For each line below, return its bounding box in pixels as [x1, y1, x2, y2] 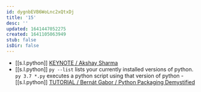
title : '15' [6, 15, 36, 21]
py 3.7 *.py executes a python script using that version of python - [15, 72, 184, 79]
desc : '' [6, 20, 28, 26]
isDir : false [6, 43, 39, 49]
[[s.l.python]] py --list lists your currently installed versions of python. [15, 65, 194, 73]
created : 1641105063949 [6, 31, 67, 38]
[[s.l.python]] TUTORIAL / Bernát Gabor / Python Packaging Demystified [15, 78, 196, 85]
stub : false [6, 37, 36, 43]
